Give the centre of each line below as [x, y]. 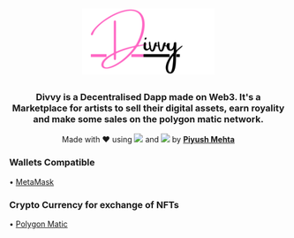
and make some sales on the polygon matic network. [148, 119]
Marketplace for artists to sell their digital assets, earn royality [148, 108]
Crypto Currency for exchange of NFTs [94, 204]
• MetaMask [32, 181]
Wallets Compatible [52, 163]
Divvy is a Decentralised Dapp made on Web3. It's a [148, 97]
